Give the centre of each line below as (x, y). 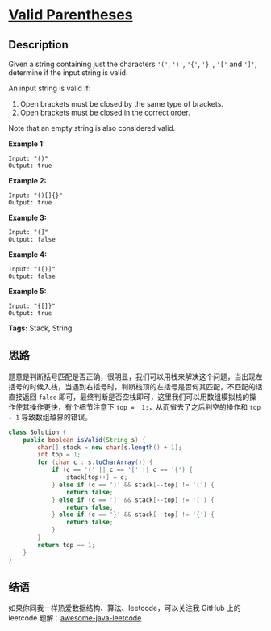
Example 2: (27, 181)
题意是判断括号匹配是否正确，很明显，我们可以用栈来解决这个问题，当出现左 (135, 376)
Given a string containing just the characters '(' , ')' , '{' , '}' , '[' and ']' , (133, 64)
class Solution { (38, 432)
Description (38, 45)
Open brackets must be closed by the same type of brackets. (122, 104)
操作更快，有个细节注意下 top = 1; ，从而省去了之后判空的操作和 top (145, 406)
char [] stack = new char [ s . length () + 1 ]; (110, 447)
